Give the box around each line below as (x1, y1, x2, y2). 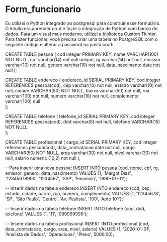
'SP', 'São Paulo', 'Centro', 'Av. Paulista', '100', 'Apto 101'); (5, 196, 123, 202)
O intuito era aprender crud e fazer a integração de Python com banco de (5, 25, 158, 31)
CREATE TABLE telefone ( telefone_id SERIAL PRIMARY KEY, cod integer (5, 113, 155, 119)
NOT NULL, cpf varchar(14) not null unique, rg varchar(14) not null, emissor (5, 56, 161, 62)
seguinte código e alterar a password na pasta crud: (5, 41, 114, 47)
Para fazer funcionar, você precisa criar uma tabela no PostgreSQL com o (5, 36, 158, 42)
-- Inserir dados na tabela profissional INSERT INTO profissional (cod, (5, 220, 150, 226)
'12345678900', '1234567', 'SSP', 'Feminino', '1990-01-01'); (5, 175, 127, 181)
